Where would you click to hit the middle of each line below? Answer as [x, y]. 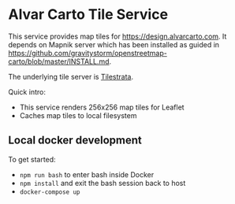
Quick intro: [27, 91]
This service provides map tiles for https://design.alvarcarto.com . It [117, 36]
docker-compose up [50, 192]
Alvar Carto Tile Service [88, 15]
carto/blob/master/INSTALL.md [59, 61]
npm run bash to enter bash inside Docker [87, 174]
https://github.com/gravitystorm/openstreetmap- [88, 53]
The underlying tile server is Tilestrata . [71, 76]
